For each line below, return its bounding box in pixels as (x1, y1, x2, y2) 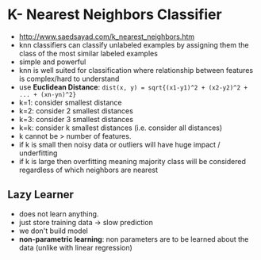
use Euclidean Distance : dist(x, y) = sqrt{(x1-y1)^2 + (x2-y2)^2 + (18, 82, 248, 92)
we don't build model (18, 226, 88, 235)
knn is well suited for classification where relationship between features (18, 65, 254, 75)
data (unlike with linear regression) (18, 243, 132, 252)
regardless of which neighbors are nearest (18, 165, 159, 174)
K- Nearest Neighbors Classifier (7, 6, 223, 24)
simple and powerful (18, 57, 86, 67)
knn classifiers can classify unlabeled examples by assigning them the (18, 40, 249, 49)
